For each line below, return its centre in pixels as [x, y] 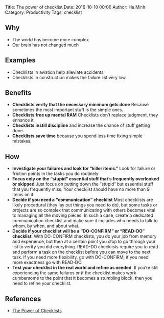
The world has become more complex [50, 39]
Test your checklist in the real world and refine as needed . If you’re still [85, 268]
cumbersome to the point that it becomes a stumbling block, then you [82, 278]
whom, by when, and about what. [46, 226]
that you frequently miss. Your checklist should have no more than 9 [81, 189]
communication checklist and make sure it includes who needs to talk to [85, 221]
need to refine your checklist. [42, 283]
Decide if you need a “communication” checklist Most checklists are [82, 200]
